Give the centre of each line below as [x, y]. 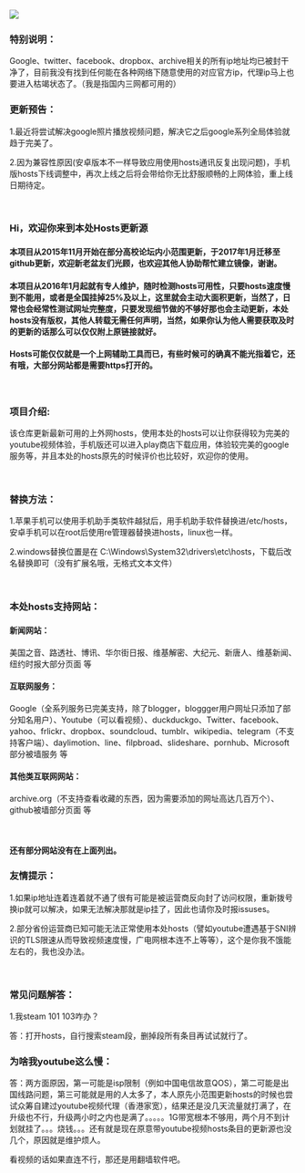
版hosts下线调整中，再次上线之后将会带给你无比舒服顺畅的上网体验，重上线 [151, 173]
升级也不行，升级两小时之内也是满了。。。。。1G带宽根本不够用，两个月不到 [146, 1117]
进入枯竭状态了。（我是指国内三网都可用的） [99, 84]
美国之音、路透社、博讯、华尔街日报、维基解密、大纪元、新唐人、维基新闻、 [153, 652]
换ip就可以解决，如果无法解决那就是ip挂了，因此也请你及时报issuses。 [142, 908]
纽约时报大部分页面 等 [51, 664]
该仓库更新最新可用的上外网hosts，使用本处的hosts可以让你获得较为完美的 [149, 433]
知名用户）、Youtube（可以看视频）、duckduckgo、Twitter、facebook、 [150, 720]
